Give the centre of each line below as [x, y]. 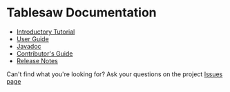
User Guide [32, 38]
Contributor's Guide [45, 54]
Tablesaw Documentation [82, 13]
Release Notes [37, 60]
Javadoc [29, 46]
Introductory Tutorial [46, 32]
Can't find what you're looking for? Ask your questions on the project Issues [115, 74]
